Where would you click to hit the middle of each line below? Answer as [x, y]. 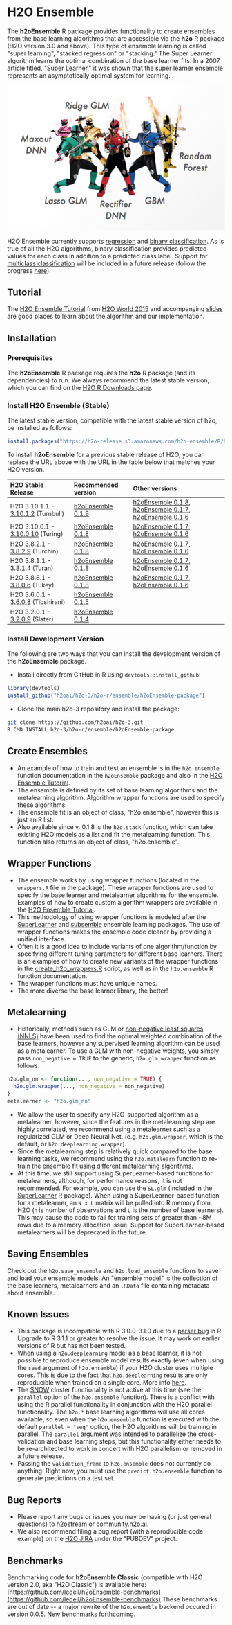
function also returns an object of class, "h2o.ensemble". [98, 842]
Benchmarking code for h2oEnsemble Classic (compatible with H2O [105, 1577]
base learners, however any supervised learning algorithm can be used [118, 1044]
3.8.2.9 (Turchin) [34, 551]
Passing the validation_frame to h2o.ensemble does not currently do [114, 1464]
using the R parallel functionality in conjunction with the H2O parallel [115, 1405]
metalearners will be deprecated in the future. [82, 1232]
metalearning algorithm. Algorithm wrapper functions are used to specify [121, 797]
